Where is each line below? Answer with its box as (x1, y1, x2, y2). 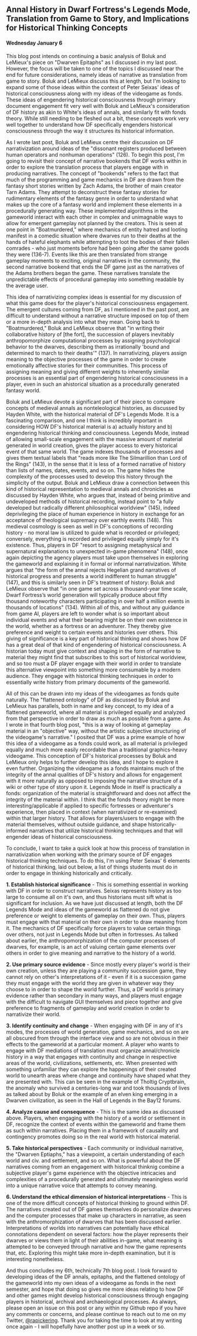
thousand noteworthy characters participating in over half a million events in (6, 598, 190, 605)
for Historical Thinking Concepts (6, 23, 128, 33)
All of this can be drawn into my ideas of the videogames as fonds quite (6, 690, 179, 697)
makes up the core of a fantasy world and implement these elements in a (6, 201, 182, 208)
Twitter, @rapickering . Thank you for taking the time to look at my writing (6, 1317, 182, 1324)
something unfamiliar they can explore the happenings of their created (6, 1066, 176, 1073)
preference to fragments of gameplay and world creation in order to (6, 1004, 170, 1011)
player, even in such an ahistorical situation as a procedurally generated (6, 381, 180, 388)
